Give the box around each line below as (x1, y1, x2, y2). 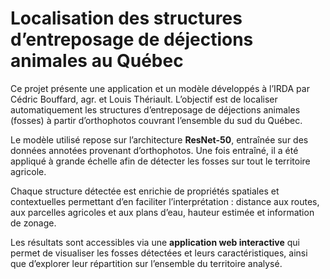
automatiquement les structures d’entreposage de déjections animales (10, 103, 301, 116)
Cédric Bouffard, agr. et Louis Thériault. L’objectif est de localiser (10, 93, 278, 105)
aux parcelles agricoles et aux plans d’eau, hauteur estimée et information (10, 206, 315, 218)
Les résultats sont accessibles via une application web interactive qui (10, 236, 300, 248)
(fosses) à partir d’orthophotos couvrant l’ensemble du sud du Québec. (10, 114, 303, 126)
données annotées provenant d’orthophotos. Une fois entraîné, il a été (10, 144, 299, 156)
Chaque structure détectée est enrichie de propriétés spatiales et (10, 185, 280, 197)
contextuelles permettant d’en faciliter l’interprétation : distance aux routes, (10, 195, 320, 207)
